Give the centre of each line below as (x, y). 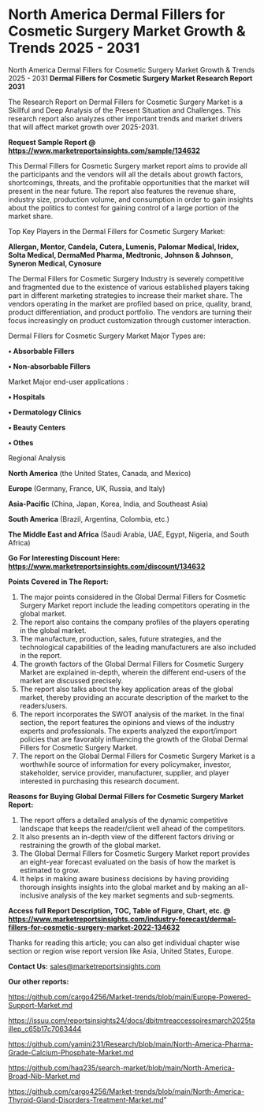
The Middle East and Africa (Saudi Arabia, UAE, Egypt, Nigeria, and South (129, 534)
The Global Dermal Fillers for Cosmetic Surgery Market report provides (135, 854)
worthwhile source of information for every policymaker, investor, (125, 764)
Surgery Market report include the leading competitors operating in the (135, 605)
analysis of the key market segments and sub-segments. (142, 895)
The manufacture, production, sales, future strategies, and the (121, 638)
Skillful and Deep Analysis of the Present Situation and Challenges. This (125, 110)
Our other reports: (39, 981)
